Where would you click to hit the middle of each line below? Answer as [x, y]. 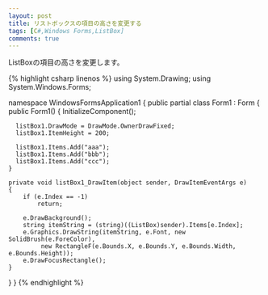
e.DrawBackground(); [57, 218]
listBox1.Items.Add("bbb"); [63, 154]
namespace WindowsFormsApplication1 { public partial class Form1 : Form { [134, 103]
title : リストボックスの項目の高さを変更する [75, 23]
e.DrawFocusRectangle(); [65, 261]
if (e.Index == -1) [56, 197]
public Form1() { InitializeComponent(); [72, 112]
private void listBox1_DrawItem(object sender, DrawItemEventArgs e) [128, 183]
